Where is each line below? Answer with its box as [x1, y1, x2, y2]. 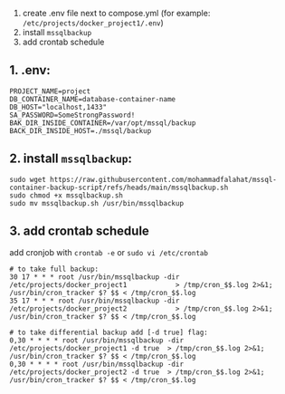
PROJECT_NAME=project [9, 86, 91, 96]
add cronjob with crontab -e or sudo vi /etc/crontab [9, 247, 208, 258]
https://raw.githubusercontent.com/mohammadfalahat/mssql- [49, 175, 278, 184]
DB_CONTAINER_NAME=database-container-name [9, 94, 176, 103]
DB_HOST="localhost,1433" [9, 102, 107, 111]
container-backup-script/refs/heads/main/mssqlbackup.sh [9, 183, 229, 192]
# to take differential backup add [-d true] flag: [9, 328, 208, 338]
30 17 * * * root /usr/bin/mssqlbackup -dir [9, 273, 180, 282]
